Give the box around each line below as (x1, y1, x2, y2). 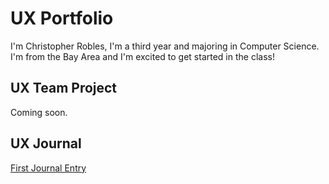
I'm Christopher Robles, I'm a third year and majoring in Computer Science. (10, 40, 320, 52)
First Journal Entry (10, 162, 87, 174)
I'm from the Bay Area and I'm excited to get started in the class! (10, 50, 275, 62)
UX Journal (10, 135, 82, 152)
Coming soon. (10, 106, 68, 118)
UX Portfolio (10, 7, 114, 30)
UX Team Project (10, 80, 118, 97)
